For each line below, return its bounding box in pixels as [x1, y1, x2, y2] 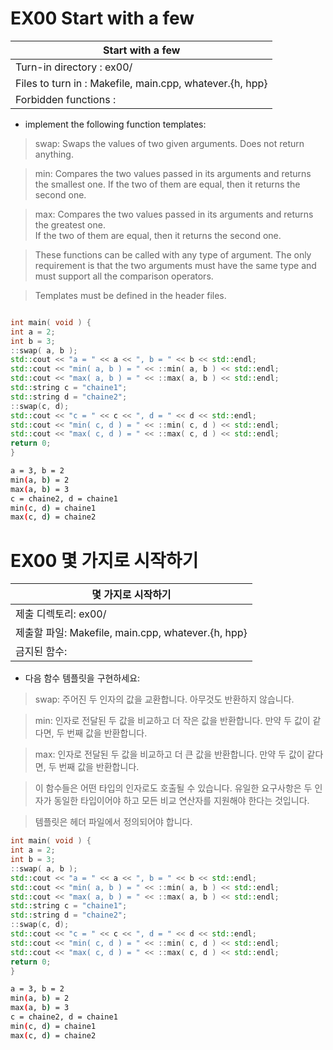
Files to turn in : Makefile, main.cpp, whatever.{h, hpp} [15, 76, 268, 90]
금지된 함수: [15, 645, 68, 659]
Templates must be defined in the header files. [34, 289, 227, 301]
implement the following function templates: [24, 118, 207, 130]
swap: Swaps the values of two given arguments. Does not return [34, 137, 305, 149]
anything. [34, 148, 74, 160]
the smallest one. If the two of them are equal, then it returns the [34, 178, 301, 190]
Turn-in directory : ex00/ [15, 60, 133, 74]
